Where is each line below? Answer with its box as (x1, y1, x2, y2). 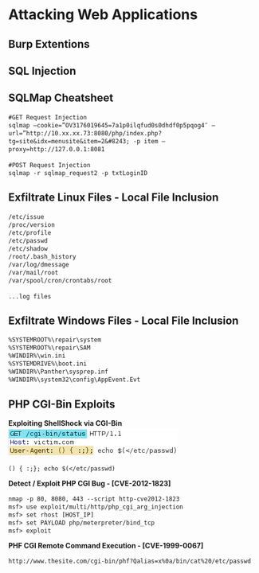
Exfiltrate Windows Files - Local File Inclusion (8, 314, 239, 327)
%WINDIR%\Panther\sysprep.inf (8, 368, 109, 376)
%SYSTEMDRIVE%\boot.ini (8, 360, 88, 368)
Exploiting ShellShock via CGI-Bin (8, 419, 123, 428)
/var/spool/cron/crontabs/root (8, 276, 112, 284)
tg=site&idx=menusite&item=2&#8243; (8, 137, 130, 145)
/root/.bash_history (8, 252, 77, 260)
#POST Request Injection (8, 161, 91, 169)
